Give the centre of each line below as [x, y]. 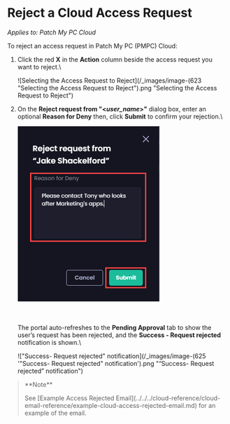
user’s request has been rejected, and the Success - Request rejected [119, 335]
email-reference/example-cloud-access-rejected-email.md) [111, 405]
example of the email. [56, 413]
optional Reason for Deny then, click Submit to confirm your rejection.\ [120, 116]
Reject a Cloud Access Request [100, 13]
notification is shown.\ [49, 342]
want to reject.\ [39, 67]
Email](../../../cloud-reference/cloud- [168, 398]
